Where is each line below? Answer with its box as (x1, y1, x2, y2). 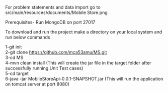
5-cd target (5, 70, 29, 76)
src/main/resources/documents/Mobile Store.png (5, 9, 108, 15)
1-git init (5, 44, 22, 49)
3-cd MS (5, 54, 24, 60)
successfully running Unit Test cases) (5, 65, 83, 71)
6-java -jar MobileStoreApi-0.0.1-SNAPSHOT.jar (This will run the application (5, 76, 163, 81)
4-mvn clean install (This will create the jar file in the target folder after (5, 60, 151, 65)
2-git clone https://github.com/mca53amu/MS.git (5, 49, 107, 55)
